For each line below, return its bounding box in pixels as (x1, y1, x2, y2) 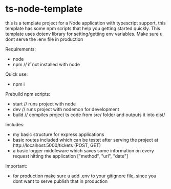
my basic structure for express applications (12, 131, 104, 138)
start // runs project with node (12, 100, 76, 107)
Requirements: (5, 46, 36, 52)
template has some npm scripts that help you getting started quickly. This (5, 25, 160, 31)
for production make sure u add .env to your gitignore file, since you (12, 173, 157, 179)
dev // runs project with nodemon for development (12, 106, 119, 112)
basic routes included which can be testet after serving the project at (12, 137, 159, 143)
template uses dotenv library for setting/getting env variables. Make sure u (5, 31, 163, 37)
